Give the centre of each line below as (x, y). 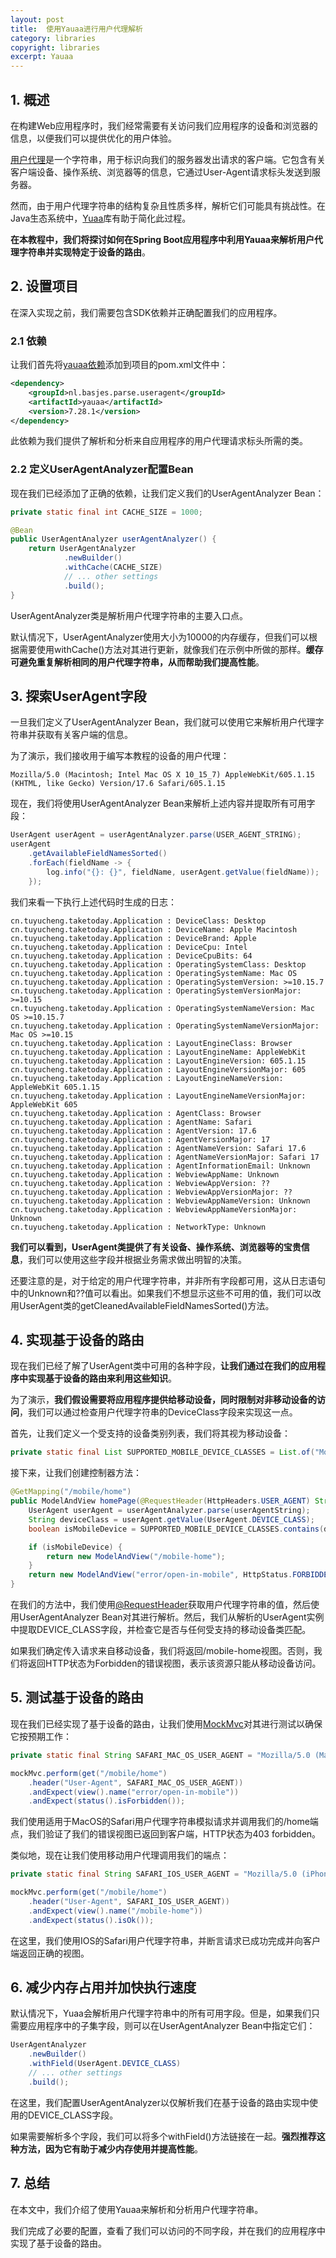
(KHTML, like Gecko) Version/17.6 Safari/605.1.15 (118, 784)
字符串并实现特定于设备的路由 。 (84, 252)
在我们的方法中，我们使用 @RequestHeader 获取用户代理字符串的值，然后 (161, 1605)
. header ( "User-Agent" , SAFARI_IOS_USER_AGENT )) (129, 1902)
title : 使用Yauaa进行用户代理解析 (76, 29)
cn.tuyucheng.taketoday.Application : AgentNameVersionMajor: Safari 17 (165, 1157)
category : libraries (53, 38)
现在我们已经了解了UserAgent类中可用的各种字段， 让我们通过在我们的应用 (163, 1366)
